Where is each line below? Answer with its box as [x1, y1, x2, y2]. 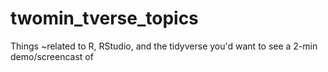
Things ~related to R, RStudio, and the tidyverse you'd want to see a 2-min [10, 40, 318, 52]
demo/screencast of [10, 50, 94, 62]
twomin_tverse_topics [10, 7, 199, 30]
